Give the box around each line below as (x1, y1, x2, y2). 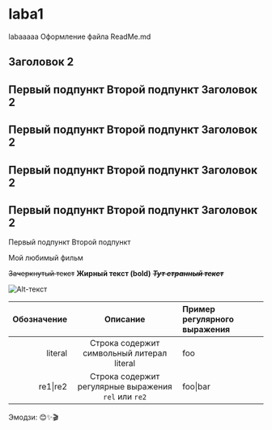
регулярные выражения (77, 381, 172, 393)
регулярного (181, 313, 235, 325)
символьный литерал (82, 347, 168, 359)
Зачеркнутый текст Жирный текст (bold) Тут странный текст (8, 269, 224, 279)
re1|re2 (38, 381, 67, 393)
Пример (181, 304, 216, 315)
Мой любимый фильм (8, 253, 83, 263)
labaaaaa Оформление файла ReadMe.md (8, 32, 151, 41)
